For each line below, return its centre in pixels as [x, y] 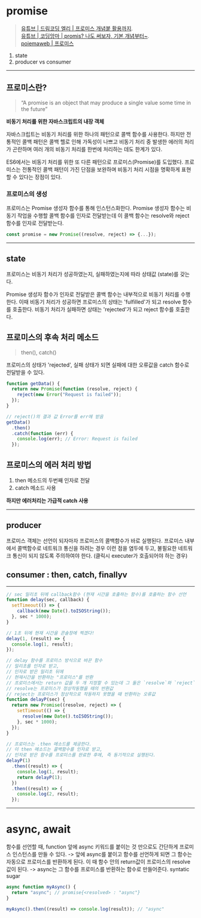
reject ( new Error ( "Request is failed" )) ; [69, 395]
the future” [34, 109]
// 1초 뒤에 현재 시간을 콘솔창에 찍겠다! [50, 633]
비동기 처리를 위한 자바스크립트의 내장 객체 [55, 121]
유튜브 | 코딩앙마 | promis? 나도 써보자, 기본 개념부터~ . [85, 36]
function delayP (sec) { [36, 700]
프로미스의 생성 [27, 194]
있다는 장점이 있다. [40, 177]
